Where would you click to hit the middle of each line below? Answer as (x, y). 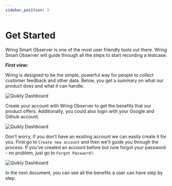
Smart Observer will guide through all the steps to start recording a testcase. (86, 55)
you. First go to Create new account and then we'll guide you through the (82, 142)
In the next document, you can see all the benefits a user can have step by (84, 173)
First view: (17, 65)
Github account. (22, 116)
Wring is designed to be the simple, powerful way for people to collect (80, 75)
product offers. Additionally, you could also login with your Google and (80, 111)
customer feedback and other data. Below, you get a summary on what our (84, 80)
